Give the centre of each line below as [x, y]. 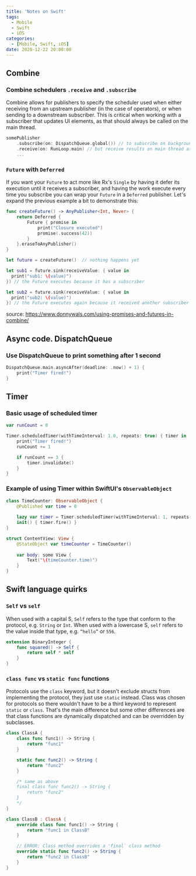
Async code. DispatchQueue [59, 339]
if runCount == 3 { [40, 457]
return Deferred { [39, 217]
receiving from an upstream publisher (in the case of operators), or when [94, 109]
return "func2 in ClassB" [59, 857]
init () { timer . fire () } [47, 523]
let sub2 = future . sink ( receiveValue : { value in [68, 292]
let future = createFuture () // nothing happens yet [73, 260]
